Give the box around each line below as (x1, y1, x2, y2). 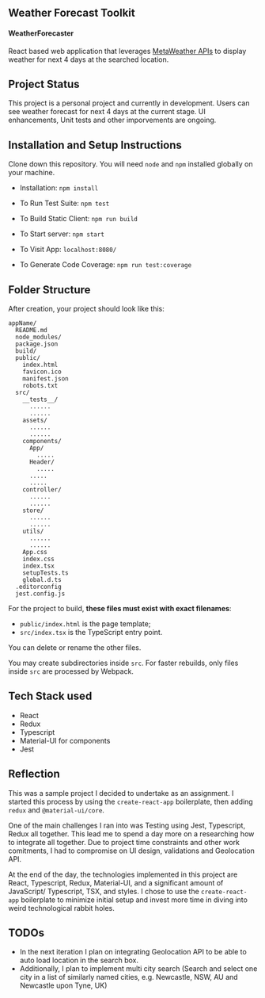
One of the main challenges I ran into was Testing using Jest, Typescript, (8, 820, 246, 830)
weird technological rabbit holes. (8, 903, 115, 912)
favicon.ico (22, 368, 62, 376)
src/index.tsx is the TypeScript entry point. (19, 628, 163, 637)
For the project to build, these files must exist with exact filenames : (8, 604, 232, 614)
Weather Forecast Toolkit (8, 6, 136, 20)
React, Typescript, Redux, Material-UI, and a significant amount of (8, 878, 224, 887)
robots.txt (22, 382, 59, 390)
